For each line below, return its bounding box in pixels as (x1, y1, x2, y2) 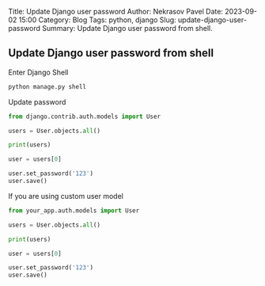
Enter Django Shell (8, 67, 69, 77)
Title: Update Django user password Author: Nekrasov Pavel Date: (8, 7, 224, 16)
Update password (8, 97, 66, 106)
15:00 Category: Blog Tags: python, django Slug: (18, 15, 176, 25)
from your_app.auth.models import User (8, 206, 140, 215)
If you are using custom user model (8, 191, 124, 200)
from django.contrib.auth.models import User (8, 112, 161, 120)
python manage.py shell (8, 82, 87, 90)
